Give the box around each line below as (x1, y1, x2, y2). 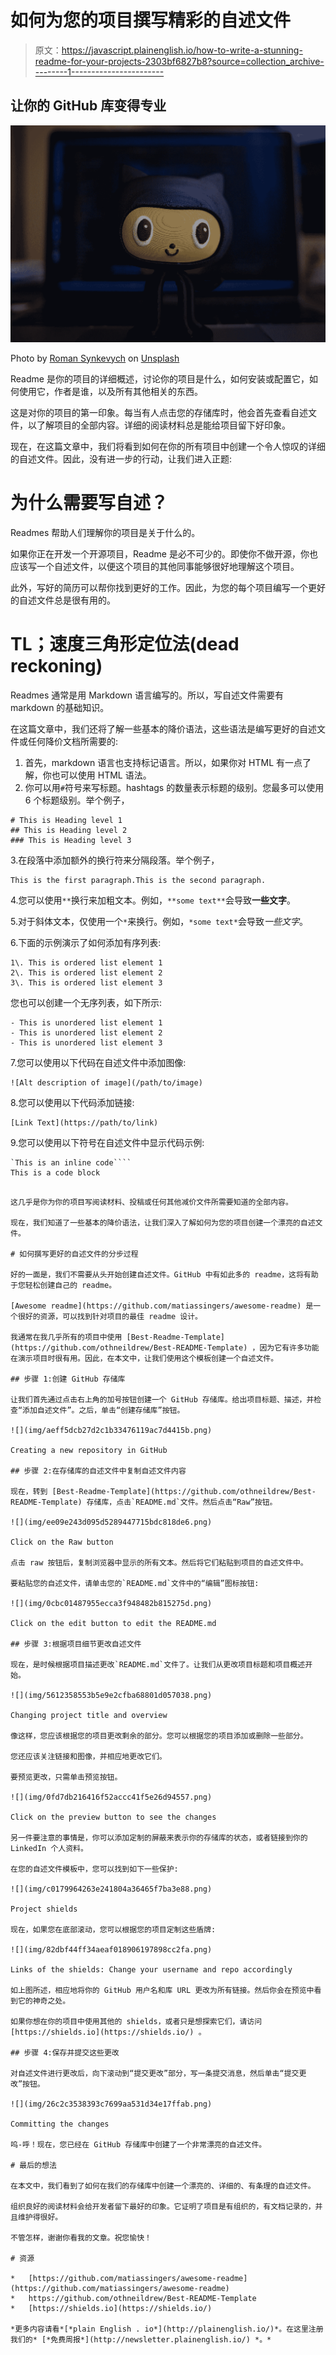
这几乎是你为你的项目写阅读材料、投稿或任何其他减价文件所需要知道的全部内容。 (10, 1197, 293, 1207)
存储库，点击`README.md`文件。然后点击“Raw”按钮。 (86, 1497, 278, 1507)
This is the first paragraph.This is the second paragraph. (10, 875, 267, 885)
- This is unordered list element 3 (10, 1037, 163, 1048)
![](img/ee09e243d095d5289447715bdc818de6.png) (10, 1517, 213, 1527)
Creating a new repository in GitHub (10, 1445, 168, 1455)
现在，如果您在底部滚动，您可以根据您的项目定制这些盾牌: (10, 1924, 217, 1935)
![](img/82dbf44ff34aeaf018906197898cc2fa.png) (10, 1944, 213, 1955)
